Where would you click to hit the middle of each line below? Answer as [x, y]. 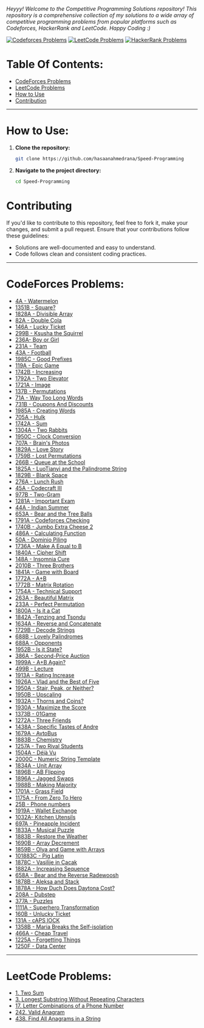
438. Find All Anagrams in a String [58, 1019]
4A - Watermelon [37, 301]
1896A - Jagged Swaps [44, 778]
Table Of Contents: [55, 65]
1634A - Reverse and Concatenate [58, 623]
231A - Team [31, 346]
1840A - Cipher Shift [41, 553]
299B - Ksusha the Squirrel [49, 333]
